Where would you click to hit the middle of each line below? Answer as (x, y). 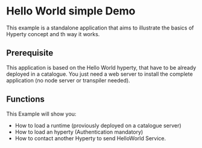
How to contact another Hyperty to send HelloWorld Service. (90, 138)
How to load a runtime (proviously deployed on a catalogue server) (98, 125)
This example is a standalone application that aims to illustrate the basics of (100, 28)
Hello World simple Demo (71, 11)
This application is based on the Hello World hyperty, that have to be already (101, 67)
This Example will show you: (41, 114)
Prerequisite (30, 53)
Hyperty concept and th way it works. (53, 34)
